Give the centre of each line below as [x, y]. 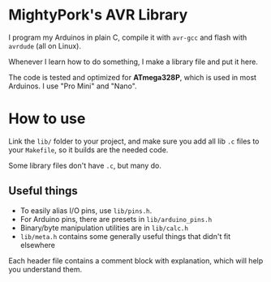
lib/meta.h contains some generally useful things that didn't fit [125, 236]
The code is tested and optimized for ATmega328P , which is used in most [133, 77]
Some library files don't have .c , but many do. [85, 165]
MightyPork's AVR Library [98, 15]
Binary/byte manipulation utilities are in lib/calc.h [104, 228]
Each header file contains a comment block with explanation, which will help [136, 260]
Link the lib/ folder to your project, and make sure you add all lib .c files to [134, 141]
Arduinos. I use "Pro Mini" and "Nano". [73, 86]
